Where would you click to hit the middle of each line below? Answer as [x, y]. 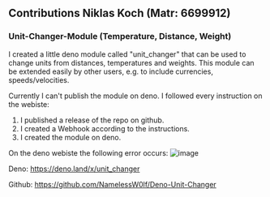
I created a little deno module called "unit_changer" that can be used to [127, 54]
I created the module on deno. [71, 137]
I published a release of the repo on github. [92, 120]
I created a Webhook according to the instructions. [105, 128]
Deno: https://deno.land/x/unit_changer [74, 169]
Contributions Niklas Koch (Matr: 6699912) [120, 13]
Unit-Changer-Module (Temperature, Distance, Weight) [120, 36]
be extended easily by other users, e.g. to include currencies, [111, 71]
